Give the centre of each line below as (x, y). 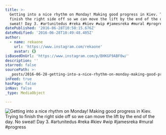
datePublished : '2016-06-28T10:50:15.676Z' (51, 28)
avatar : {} (25, 51)
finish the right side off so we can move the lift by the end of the (84, 19)
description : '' (22, 61)
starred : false (21, 65)
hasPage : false (21, 83)
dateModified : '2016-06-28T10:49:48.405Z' (49, 33)
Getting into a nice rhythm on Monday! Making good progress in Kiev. (84, 14)
